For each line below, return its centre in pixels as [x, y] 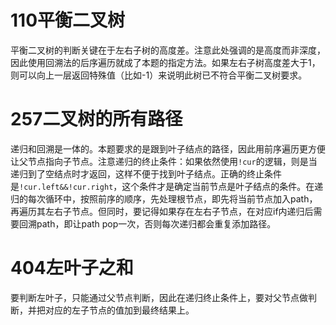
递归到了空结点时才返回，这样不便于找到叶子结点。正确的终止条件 [146, 173]
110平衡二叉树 [68, 20]
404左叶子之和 [72, 268]
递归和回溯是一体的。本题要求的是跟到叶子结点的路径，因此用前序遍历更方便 [168, 148]
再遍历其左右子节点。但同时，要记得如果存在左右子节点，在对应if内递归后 [162, 211]
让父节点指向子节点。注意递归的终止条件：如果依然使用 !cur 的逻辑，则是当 [164, 161]
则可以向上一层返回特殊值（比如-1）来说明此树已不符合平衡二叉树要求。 [159, 75]
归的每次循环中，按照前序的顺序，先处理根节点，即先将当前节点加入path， [164, 198]
